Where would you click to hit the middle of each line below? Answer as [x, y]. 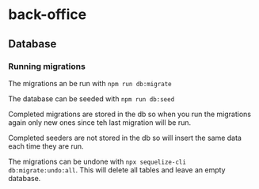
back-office [48, 15]
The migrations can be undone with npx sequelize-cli [97, 161]
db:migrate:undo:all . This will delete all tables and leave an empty [117, 170]
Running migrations [47, 66]
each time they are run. [46, 146]
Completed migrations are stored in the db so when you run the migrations [130, 114]
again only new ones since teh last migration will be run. [100, 122]
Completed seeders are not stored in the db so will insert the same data [125, 138]
